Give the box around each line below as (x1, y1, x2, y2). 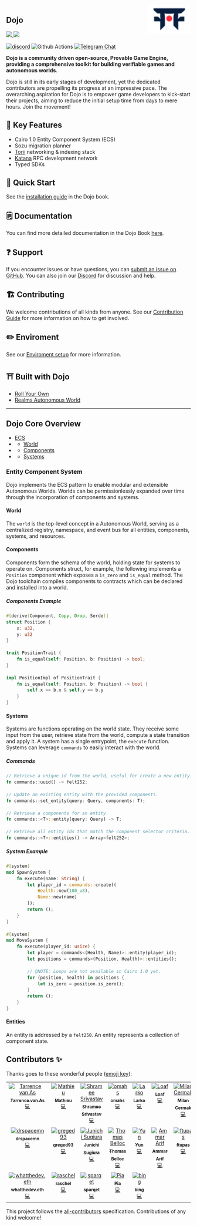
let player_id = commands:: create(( (27, 882, 117, 888)
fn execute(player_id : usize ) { (16, 944, 96, 949)
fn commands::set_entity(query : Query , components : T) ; (6, 797, 145, 804)
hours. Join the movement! (6, 103, 71, 110)
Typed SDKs (14, 160, 45, 168)
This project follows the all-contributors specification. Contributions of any (6, 1208, 186, 1215)
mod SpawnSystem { (6, 869, 51, 875)
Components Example (6, 597, 62, 604)
